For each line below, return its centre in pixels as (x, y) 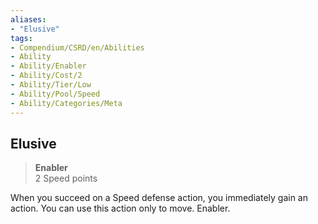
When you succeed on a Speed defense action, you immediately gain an (159, 198)
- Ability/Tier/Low (51, 85)
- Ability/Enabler (48, 66)
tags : (21, 38)
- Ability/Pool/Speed (55, 94)
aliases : (28, 19)
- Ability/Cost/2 (46, 76)
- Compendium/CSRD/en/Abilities (77, 47)
